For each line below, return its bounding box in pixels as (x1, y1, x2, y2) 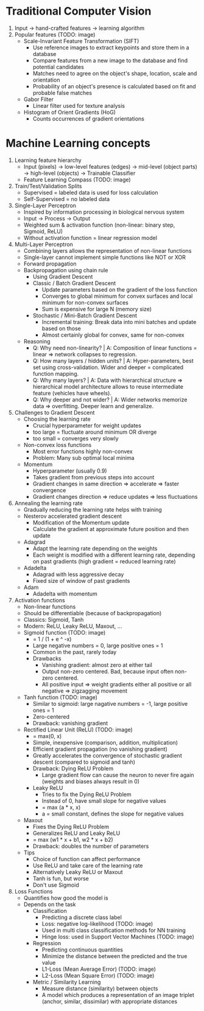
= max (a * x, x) (41, 803, 81, 811)
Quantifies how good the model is (23, 894, 108, 901)
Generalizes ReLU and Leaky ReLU (32, 830, 121, 837)
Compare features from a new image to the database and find (32, 57, 188, 64)
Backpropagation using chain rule (23, 266, 108, 273)
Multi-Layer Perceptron (14, 241, 74, 248)
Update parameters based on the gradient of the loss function (41, 286, 197, 293)
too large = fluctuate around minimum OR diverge (32, 428, 157, 435)
